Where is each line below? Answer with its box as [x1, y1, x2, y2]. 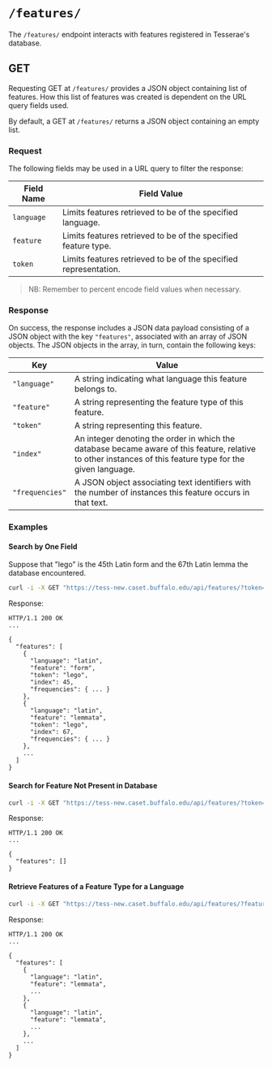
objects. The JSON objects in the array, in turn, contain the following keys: [8, 340, 257, 350]
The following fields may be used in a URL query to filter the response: [8, 164, 244, 174]
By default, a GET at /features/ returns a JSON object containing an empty [8, 116, 260, 126]
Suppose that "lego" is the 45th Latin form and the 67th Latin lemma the [8, 559, 249, 569]
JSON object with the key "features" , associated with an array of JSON [8, 331, 248, 342]
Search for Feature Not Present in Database [8, 780, 158, 790]
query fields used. [8, 100, 69, 110]
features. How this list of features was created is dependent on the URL [8, 92, 247, 102]
